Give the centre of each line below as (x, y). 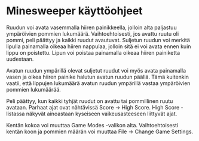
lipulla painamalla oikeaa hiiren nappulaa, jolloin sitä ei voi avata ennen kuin (99, 46)
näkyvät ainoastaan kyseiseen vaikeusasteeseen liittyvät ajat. (102, 114)
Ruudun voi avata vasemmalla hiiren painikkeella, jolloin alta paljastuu (92, 27)
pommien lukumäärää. (33, 89)
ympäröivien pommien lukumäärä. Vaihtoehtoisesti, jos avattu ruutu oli (93, 33)
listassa (16, 114)
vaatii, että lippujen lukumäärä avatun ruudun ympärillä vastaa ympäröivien (98, 83)
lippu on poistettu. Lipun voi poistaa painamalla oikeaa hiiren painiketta (93, 52)
